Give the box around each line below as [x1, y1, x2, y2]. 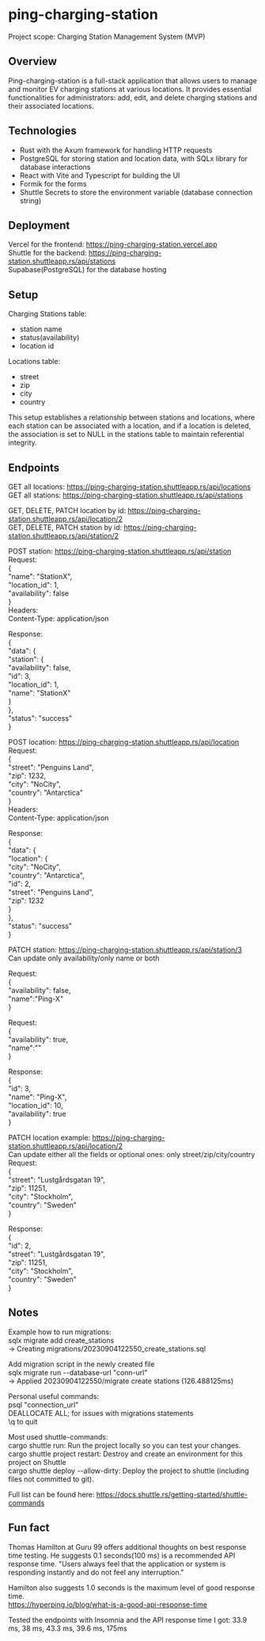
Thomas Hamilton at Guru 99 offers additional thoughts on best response [8, 1542, 247, 1551]
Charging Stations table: [8, 309, 87, 319]
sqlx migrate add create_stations [8, 1335, 115, 1345]
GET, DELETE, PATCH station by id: [8, 523, 123, 532]
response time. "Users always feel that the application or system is [8, 1559, 226, 1568]
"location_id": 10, [8, 1101, 63, 1110]
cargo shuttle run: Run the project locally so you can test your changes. [8, 1440, 241, 1450]
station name [19, 324, 62, 334]
